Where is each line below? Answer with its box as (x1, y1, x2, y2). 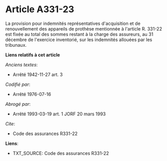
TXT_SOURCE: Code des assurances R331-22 (12, 150, 109, 156)
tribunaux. (5, 42, 27, 48)
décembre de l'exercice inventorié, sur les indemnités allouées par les (5, 37, 152, 43)
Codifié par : (5, 81, 31, 87)
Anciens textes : (5, 61, 38, 68)
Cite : (5, 120, 15, 126)
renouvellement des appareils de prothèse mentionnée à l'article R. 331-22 (5, 25, 162, 31)
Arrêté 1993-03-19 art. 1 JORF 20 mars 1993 (12, 111, 106, 117)
